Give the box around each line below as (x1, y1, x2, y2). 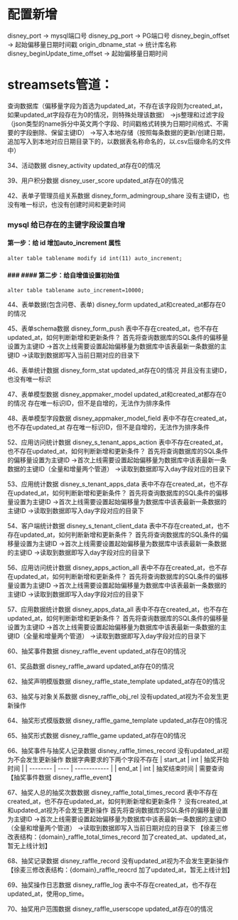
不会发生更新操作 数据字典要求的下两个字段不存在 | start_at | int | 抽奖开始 (13, 755, 229, 764)
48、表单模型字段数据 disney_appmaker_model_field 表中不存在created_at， (7, 414, 231, 423)
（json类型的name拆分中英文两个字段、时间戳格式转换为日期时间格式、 (7, 119, 217, 128)
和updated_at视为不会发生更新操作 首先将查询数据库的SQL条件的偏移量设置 (7, 806, 229, 815)
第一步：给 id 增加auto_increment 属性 (7, 239, 121, 247)
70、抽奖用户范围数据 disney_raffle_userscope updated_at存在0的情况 (7, 904, 213, 914)
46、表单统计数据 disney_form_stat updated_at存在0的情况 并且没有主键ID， (7, 366, 231, 375)
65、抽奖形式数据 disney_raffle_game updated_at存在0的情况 (7, 732, 186, 740)
